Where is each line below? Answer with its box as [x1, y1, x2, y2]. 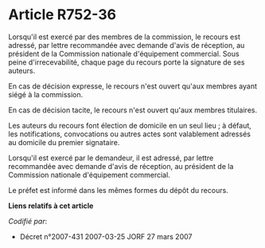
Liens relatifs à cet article [8, 201, 94, 211]
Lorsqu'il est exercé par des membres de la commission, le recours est [8, 32, 240, 41]
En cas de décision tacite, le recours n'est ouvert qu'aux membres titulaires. [8, 105, 257, 115]
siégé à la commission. [8, 89, 84, 99]
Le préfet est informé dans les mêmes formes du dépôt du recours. [8, 185, 228, 195]
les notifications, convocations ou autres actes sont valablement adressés [8, 129, 251, 139]
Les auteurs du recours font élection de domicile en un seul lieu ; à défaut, [8, 120, 252, 130]
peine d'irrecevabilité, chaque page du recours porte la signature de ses [8, 57, 245, 67]
